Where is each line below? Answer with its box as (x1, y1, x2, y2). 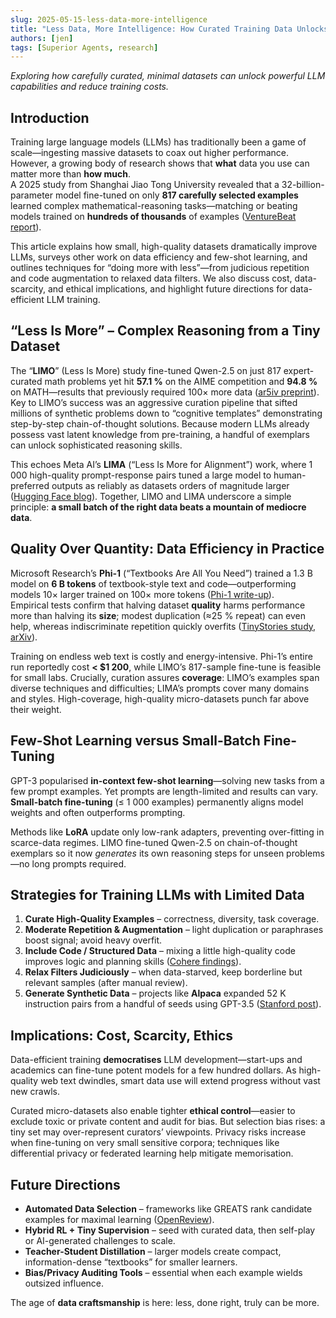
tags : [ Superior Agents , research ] (10, 42, 159, 53)
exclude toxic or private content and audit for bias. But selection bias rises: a (10, 1116, 326, 1128)
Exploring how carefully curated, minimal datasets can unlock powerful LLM (10, 70, 326, 82)
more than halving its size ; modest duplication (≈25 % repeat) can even (10, 609, 307, 621)
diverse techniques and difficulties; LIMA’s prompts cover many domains (10, 682, 310, 694)
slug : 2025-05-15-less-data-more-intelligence (10, 14, 208, 25)
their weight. (10, 703, 62, 715)
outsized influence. (24, 1277, 105, 1289)
